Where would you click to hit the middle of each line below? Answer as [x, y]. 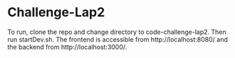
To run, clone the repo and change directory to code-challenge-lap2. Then [117, 32]
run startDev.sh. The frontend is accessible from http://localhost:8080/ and [117, 39]
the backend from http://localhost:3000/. [67, 47]
